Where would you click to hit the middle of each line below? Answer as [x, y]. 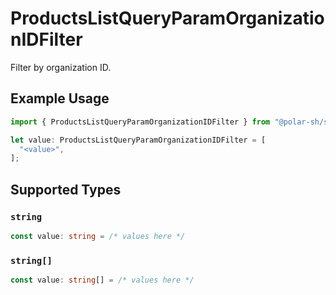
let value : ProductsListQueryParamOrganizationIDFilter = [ [138, 140]
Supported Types [66, 189]
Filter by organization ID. [61, 67]
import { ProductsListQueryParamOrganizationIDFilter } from [140, 122]
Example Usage [60, 98]
